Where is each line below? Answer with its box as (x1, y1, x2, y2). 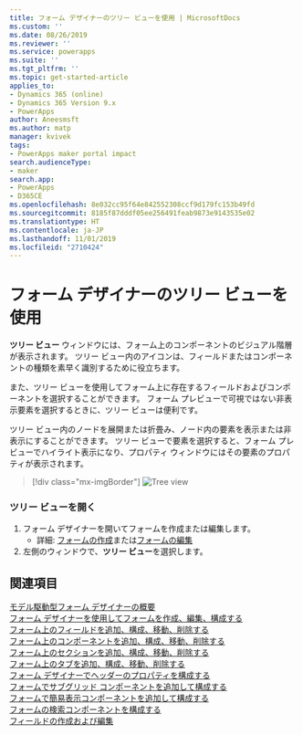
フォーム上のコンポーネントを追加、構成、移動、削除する (9, 635, 225, 646)
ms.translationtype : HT (9, 216, 100, 226)
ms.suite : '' (9, 56, 59, 65)
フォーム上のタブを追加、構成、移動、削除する (9, 658, 185, 669)
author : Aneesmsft (9, 115, 79, 124)
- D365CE (9, 192, 43, 201)
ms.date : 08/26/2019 (9, 30, 89, 39)
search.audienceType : (9, 157, 92, 167)
